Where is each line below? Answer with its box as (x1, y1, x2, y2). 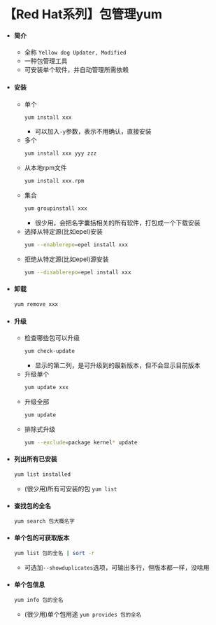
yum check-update (24, 348, 75, 355)
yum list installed (13, 470, 71, 478)
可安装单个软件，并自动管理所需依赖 (24, 66, 129, 74)
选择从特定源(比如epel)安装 (24, 227, 103, 236)
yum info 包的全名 (13, 596, 64, 604)
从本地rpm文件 (24, 164, 67, 172)
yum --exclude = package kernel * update (24, 439, 138, 446)
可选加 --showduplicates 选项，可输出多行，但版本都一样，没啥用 (24, 563, 210, 571)
